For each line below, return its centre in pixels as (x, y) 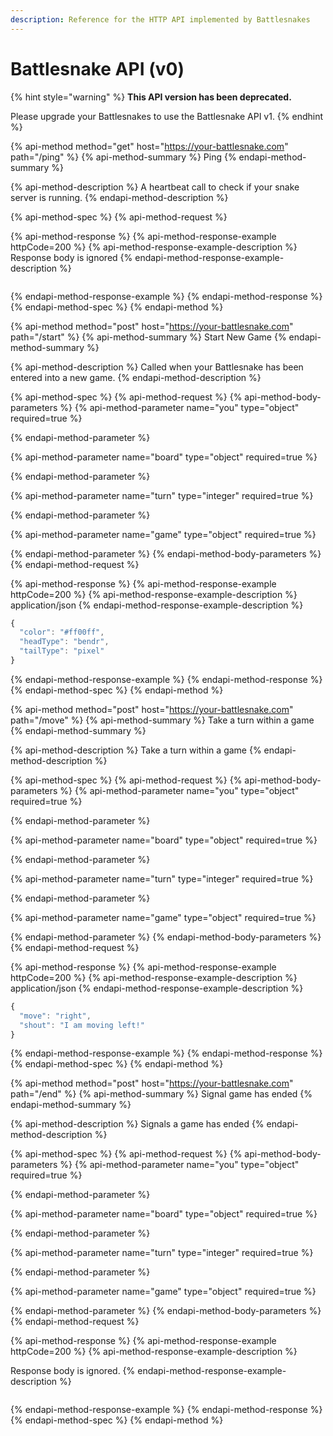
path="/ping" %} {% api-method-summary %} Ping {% (123, 157)
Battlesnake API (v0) (97, 68)
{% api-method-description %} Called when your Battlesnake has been (157, 367)
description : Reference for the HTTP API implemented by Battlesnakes (160, 19)
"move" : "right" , (55, 1016)
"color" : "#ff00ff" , (62, 632)
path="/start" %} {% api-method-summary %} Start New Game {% (148, 337)
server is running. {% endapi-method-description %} (119, 197)
